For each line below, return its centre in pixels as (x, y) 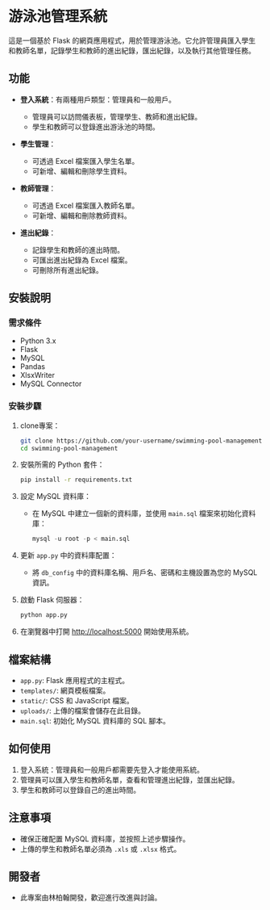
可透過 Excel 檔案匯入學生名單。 (85, 161)
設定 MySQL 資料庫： (55, 497)
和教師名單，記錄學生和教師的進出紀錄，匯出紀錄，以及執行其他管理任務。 (132, 50)
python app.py (44, 615)
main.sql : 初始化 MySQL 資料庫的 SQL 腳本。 (95, 720)
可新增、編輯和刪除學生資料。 (81, 171)
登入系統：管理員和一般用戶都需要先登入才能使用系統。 (112, 770)
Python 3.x (38, 341)
